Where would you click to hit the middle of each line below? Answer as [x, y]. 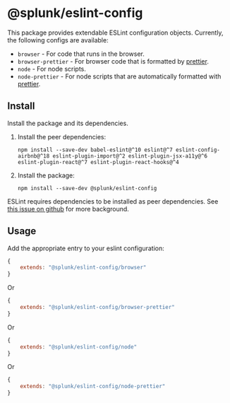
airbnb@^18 [34, 156]
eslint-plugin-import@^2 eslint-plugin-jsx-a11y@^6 [130, 156]
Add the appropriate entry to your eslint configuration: [86, 248]
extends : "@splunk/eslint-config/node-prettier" [93, 387]
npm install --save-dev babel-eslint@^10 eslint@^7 [95, 150]
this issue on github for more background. [68, 209]
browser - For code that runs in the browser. [81, 54]
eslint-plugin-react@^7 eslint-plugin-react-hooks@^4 [98, 162]
